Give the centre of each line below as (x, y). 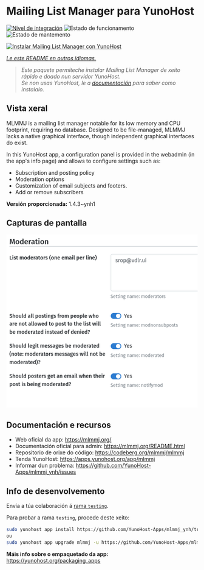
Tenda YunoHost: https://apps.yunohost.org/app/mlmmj (85, 459)
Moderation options (40, 179)
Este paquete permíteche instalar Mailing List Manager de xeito (101, 70)
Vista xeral (27, 109)
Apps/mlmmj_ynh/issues (46, 472)
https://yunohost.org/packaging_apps (53, 560)
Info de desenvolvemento (56, 491)
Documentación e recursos (59, 425)
